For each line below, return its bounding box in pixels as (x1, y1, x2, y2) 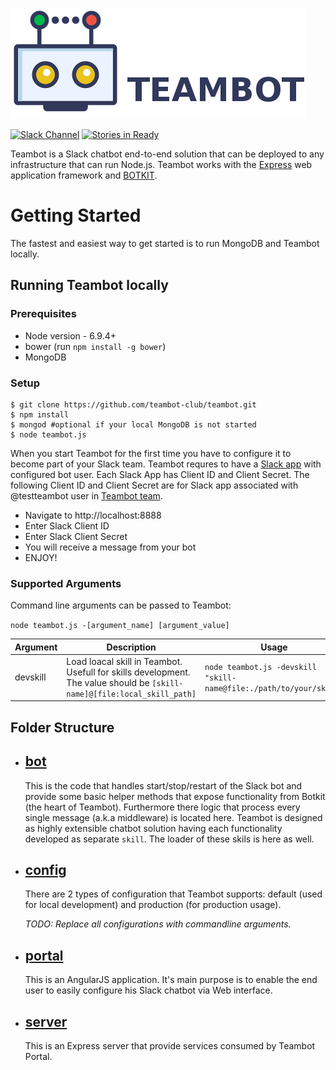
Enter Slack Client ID (24, 519, 110, 532)
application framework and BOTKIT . (10, 169, 158, 181)
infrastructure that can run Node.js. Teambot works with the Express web (10, 159, 313, 170)
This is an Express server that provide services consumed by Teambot (24, 1040, 316, 1052)
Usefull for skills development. (66, 666, 191, 678)
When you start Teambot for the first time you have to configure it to (10, 447, 292, 459)
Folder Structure (10, 719, 115, 736)
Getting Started (10, 204, 142, 227)
